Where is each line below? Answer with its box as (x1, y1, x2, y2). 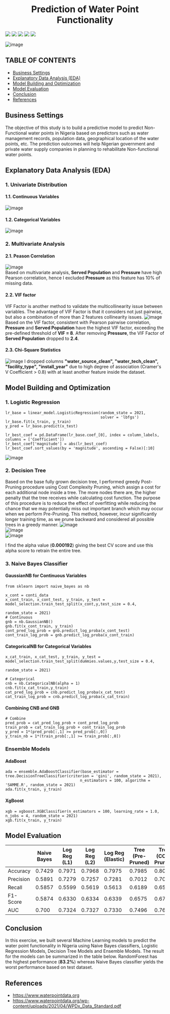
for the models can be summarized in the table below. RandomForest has (5, 953, 158, 959)
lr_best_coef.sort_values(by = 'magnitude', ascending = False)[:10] (5, 446, 155, 451)
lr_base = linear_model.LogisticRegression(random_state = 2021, (5, 410, 146, 415)
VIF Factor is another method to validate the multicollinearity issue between (5, 303, 163, 309)
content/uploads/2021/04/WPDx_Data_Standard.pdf (12, 1003, 121, 1009)
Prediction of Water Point (31, 4, 139, 15)
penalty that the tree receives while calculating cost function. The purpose (5, 495, 161, 501)
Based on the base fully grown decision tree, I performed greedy (5, 478, 140, 484)
